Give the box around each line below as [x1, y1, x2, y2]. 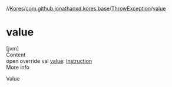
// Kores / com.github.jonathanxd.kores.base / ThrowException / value [6, 5, 166, 12]
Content [6, 51, 26, 58]
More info [6, 63, 30, 71]
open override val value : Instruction [6, 57, 92, 64]
